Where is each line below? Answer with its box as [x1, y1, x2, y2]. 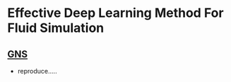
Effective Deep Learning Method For [7, 5, 224, 21]
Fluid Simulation [7, 20, 105, 36]
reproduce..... [17, 67, 58, 75]
